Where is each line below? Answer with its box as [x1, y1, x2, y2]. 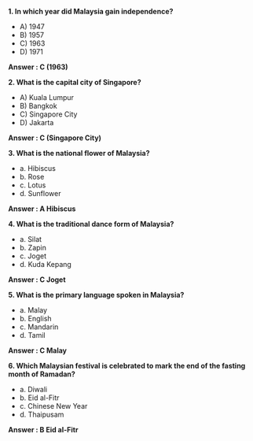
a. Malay [19, 306, 48, 314]
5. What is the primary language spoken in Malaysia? [8, 291, 185, 299]
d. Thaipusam [19, 409, 64, 419]
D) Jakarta [19, 118, 54, 127]
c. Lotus [19, 180, 46, 190]
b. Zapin [19, 243, 47, 252]
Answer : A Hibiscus [8, 204, 76, 213]
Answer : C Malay [8, 346, 68, 355]
